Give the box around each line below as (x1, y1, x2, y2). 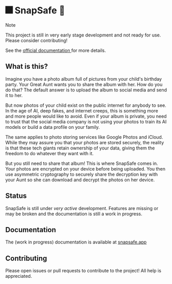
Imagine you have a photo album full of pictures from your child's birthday (5, 75, 162, 82)
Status (5, 192, 27, 200)
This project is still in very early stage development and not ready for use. (5, 32, 161, 38)
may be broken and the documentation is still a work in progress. (5, 211, 143, 217)
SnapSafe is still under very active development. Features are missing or (5, 205, 159, 211)
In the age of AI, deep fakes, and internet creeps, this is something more (5, 107, 158, 113)
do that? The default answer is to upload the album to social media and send (5, 87, 167, 93)
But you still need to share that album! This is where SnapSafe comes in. (5, 160, 158, 166)
